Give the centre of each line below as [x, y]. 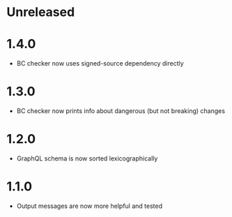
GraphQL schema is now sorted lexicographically [87, 158]
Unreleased [41, 12]
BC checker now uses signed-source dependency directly [100, 63]
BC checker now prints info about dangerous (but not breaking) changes [121, 111]
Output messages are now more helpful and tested [90, 206]
